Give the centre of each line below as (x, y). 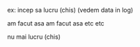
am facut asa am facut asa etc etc (56, 23)
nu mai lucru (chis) (34, 37)
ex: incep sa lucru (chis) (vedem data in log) (70, 10)
